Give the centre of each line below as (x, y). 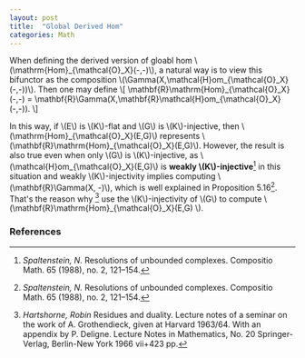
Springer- (275, 333)
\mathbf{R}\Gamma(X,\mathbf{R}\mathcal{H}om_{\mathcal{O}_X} (158, 99)
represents (180, 136)
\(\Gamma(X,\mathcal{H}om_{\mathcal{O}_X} (203, 80)
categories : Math (42, 35)
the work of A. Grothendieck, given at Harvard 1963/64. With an (142, 324)
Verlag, (36, 343)
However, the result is (244, 145)
